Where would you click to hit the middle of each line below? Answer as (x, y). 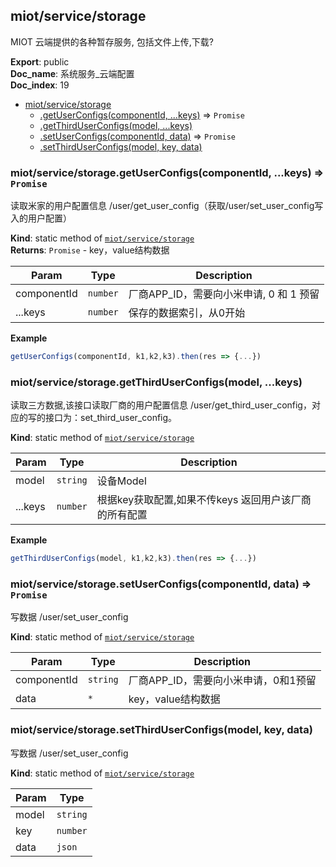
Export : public (40, 61)
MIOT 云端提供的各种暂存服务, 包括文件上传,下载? (112, 41)
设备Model (121, 481)
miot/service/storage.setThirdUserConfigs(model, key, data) (161, 730)
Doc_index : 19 (40, 85)
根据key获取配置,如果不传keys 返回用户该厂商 (204, 500)
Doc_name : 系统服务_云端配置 (72, 73)
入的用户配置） (41, 218)
